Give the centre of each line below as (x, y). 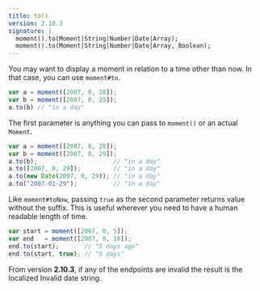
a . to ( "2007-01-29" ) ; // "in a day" (84, 184)
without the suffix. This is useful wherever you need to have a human (123, 208)
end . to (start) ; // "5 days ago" (73, 246)
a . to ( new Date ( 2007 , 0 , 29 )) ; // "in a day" (84, 176)
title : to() (28, 16)
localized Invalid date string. (55, 278)
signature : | (30, 31)
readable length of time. (48, 216)
